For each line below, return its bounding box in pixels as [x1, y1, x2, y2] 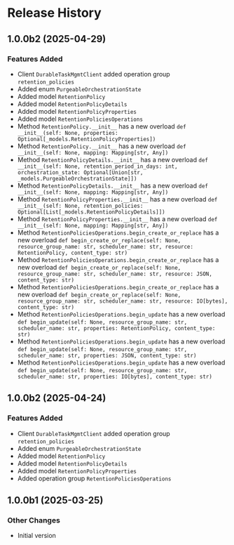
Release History [7, 5, 102, 21]
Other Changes [7, 515, 61, 525]
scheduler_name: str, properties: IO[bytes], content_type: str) [17, 373, 212, 380]
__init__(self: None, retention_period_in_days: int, [17, 163, 178, 170]
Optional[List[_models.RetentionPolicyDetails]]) [17, 209, 166, 216]
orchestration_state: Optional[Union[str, [17, 169, 144, 176]
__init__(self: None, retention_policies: [17, 202, 144, 209]
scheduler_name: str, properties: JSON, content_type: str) [17, 352, 197, 359]
